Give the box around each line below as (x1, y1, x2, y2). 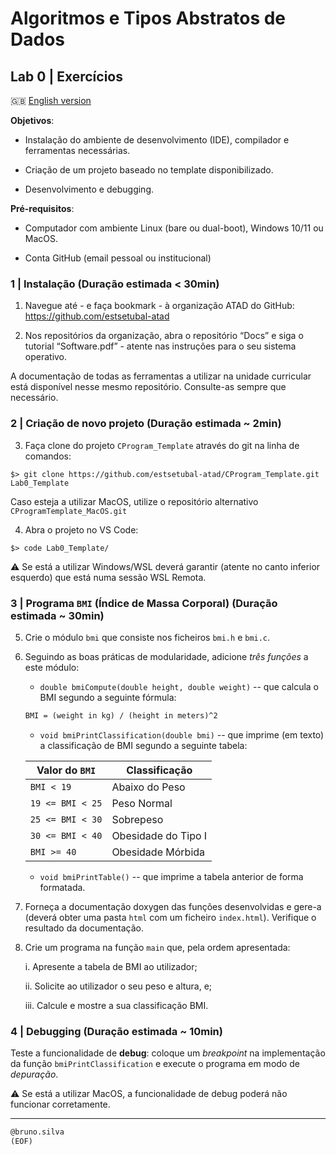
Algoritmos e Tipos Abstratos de (10, 7, 287, 30)
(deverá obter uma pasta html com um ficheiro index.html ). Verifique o (24, 911, 317, 923)
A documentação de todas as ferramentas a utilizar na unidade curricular (10, 370, 312, 382)
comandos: (24, 450, 72, 462)
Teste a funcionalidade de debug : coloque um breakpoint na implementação (10, 1047, 326, 1059)
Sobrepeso (111, 812, 164, 826)
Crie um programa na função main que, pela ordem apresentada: (24, 941, 291, 953)
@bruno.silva (10, 1127, 65, 1137)
